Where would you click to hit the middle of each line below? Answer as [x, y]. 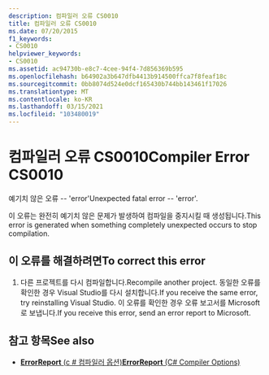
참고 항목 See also [52, 341]
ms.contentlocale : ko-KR [50, 99]
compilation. [29, 233]
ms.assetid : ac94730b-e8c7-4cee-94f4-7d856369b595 [96, 69]
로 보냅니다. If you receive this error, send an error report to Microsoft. [135, 312]
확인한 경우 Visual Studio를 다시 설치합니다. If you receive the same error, [139, 292]
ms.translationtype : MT [49, 92]
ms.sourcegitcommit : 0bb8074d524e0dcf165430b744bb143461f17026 [118, 84]
